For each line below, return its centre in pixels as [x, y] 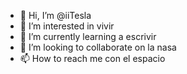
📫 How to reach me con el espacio [92, 58]
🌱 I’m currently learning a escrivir [88, 36]
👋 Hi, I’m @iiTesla [55, 15]
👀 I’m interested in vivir [67, 26]
